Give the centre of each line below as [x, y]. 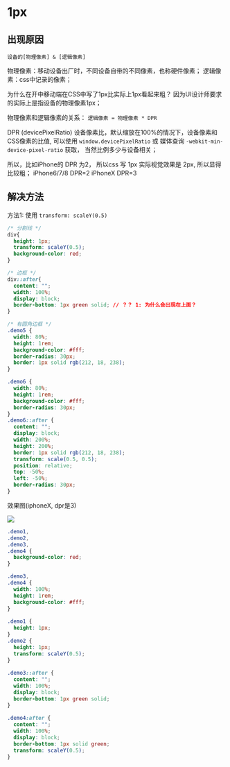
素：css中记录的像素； [39, 79]
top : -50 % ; [29, 472]
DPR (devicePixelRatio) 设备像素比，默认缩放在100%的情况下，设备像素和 [113, 132]
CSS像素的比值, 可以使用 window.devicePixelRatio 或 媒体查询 [96, 141]
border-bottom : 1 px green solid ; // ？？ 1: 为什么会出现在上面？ [105, 305]
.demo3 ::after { [30, 673]
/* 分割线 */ [24, 228]
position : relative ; [43, 465]
